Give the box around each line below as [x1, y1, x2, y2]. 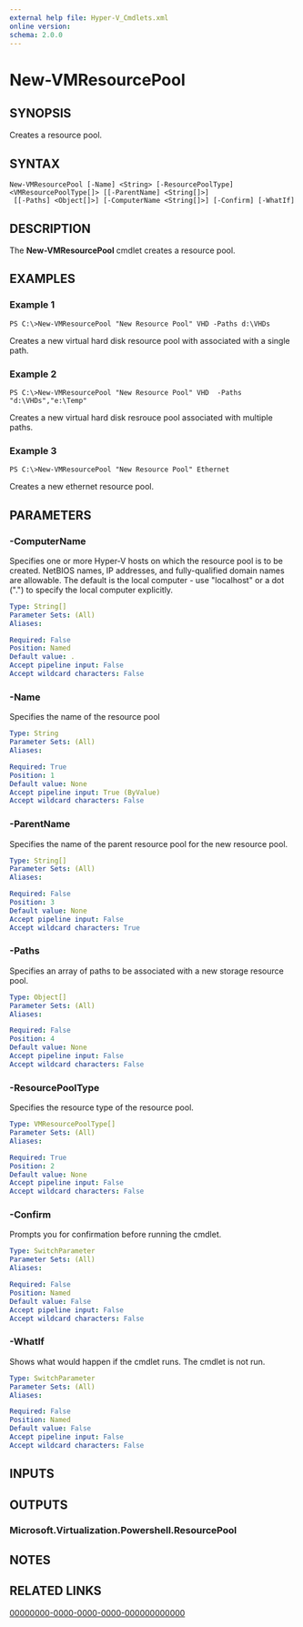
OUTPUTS [9, 1497, 68, 1512]
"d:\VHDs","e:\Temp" [9, 396, 88, 405]
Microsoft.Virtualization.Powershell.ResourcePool [9, 1524, 237, 1537]
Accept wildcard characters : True [9, 923, 141, 933]
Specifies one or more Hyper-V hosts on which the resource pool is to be [9, 555, 284, 566]
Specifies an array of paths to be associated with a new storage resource [9, 965, 284, 976]
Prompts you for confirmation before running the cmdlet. [9, 1229, 222, 1240]
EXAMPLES [9, 271, 76, 287]
